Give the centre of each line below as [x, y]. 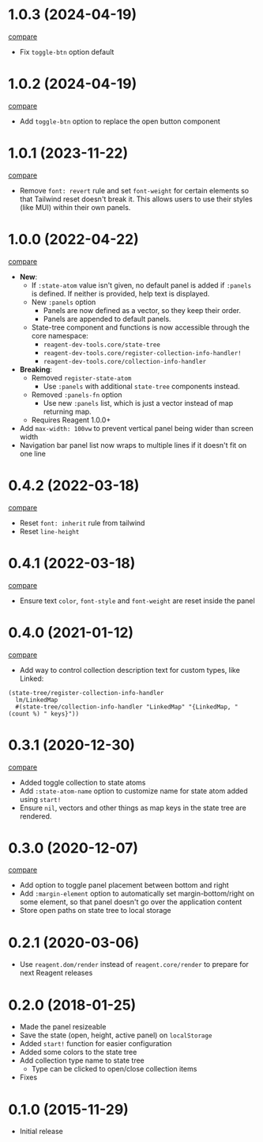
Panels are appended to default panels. [107, 319]
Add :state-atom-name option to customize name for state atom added [134, 791]
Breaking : [36, 369]
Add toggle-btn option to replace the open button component [120, 121]
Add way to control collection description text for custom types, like [130, 670]
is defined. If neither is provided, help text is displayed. [120, 293]
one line [32, 453]
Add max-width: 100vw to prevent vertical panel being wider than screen [137, 428]
